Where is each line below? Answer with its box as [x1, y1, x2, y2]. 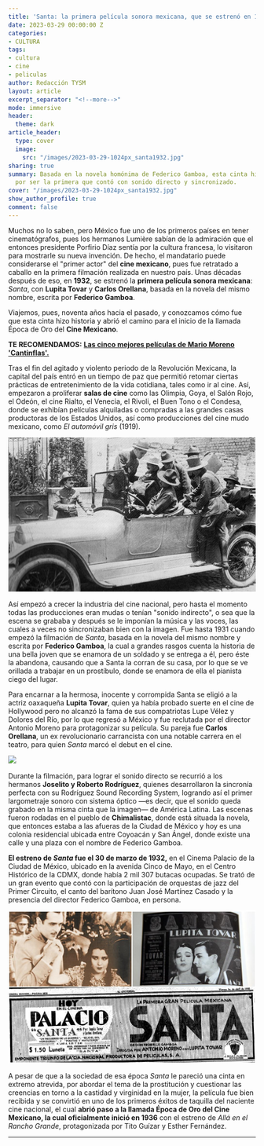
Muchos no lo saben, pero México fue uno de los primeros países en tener [8, 225, 249, 235]
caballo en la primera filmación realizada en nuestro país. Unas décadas [8, 267, 242, 276]
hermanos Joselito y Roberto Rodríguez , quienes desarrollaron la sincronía [8, 780, 253, 789]
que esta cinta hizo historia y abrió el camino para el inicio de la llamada [8, 316, 241, 325]
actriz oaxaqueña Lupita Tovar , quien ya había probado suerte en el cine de [8, 698, 255, 708]
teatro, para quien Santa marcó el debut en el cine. [8, 740, 173, 749]
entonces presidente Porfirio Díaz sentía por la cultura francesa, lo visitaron [8, 242, 253, 251]
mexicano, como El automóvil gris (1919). [8, 421, 141, 431]
